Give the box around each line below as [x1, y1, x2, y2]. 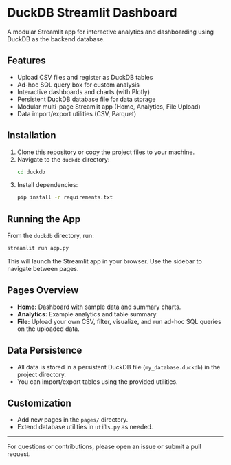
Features [7, 55, 46, 67]
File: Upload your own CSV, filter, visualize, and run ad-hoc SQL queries [16, 317, 221, 325]
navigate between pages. [7, 265, 79, 272]
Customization [7, 398, 72, 409]
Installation [7, 129, 56, 142]
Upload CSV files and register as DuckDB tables [16, 73, 153, 81]
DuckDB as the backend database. [7, 34, 105, 43]
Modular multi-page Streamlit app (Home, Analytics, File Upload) [16, 102, 201, 111]
